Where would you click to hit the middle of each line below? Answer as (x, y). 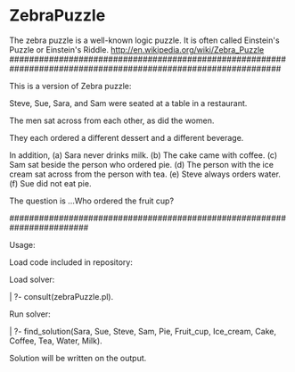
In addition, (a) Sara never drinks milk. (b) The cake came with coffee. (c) (143, 155)
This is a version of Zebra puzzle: (70, 86)
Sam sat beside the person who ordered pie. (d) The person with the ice (142, 164)
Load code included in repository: (71, 262)
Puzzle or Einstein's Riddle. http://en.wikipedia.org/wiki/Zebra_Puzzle (137, 49)
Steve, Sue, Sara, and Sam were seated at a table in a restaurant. (128, 103)
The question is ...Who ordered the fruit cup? (92, 201)
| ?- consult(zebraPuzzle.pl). (61, 296)
